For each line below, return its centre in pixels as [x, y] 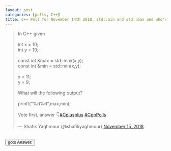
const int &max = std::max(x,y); [50, 61]
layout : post [19, 10]
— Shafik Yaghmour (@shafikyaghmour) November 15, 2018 [81, 127]
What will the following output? [50, 93]
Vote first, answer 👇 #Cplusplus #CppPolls [62, 115]
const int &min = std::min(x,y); [49, 66]
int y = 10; [28, 50]
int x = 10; [28, 45]
